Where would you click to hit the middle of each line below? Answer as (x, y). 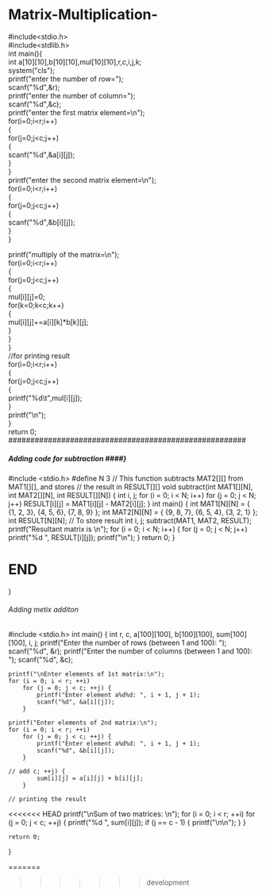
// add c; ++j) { (37, 772)
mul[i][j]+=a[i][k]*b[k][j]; (48, 322)
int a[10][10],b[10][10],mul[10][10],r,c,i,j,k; (75, 62)
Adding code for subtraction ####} (67, 458)
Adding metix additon (44, 610)
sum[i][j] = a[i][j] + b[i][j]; (91, 779)
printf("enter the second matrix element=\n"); (82, 179)
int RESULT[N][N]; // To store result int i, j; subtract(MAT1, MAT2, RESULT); (130, 520)
